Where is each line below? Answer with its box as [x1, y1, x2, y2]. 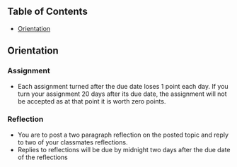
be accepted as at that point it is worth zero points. [17, 97, 166, 105]
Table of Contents [7, 6, 88, 18]
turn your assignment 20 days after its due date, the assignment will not [17, 89, 228, 98]
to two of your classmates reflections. [17, 137, 128, 147]
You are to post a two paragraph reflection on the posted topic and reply [17, 130, 229, 139]
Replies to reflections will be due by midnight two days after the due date [17, 145, 231, 154]
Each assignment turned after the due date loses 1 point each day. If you [17, 82, 229, 90]
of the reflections [17, 153, 69, 161]
